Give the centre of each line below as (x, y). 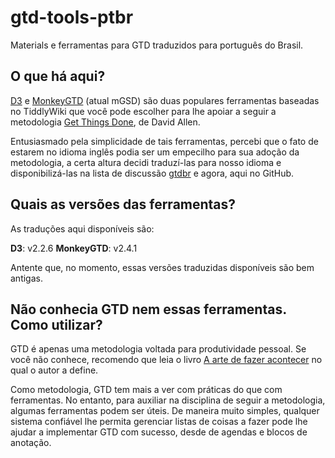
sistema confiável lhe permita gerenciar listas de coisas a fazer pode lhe (159, 422)
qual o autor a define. (54, 370)
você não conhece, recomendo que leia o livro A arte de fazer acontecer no (166, 360)
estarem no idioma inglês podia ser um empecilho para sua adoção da (155, 152)
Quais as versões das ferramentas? (123, 204)
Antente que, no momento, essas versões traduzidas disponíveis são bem (162, 267)
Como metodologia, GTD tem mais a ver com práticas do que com (146, 390)
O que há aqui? (58, 76)
